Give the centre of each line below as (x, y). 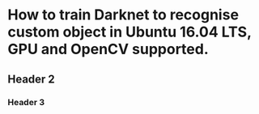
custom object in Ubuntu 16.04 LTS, (129, 32)
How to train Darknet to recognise (123, 15)
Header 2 (32, 79)
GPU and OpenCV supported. (108, 49)
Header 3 (26, 102)
